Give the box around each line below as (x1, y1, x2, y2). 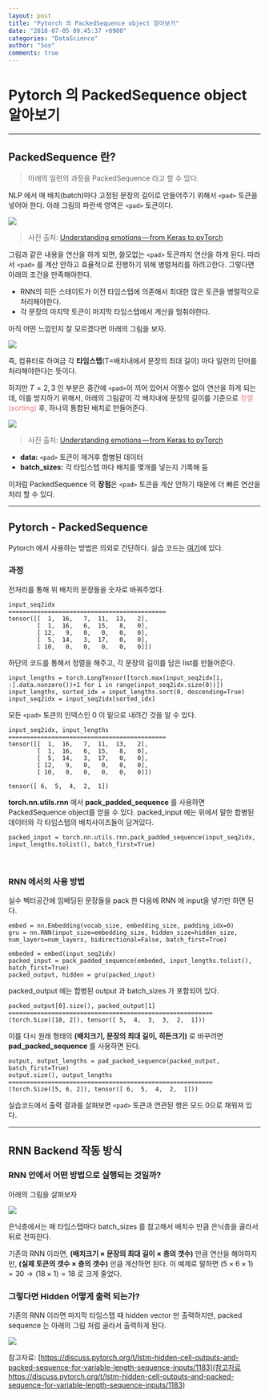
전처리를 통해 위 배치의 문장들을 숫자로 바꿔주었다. (8, 584, 165, 594)
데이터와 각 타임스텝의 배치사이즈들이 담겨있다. (8, 817, 155, 827)
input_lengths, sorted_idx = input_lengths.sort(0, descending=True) (8, 688, 246, 696)
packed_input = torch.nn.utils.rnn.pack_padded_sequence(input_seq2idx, (8, 833, 256, 841)
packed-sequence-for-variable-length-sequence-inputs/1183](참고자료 (8, 1363, 242, 1372)
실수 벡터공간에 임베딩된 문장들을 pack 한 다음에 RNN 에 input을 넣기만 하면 (8, 896, 246, 905)
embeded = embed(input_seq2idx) (8, 950, 116, 958)
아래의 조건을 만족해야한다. (8, 270, 92, 279)
